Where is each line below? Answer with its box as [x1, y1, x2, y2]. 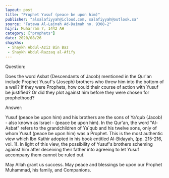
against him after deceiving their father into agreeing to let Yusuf [5, 146, 140, 152]
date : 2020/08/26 [5, 36, 42, 41]
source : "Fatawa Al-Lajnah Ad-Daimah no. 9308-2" [5, 21, 112, 27]
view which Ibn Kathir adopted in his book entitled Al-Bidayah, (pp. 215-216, [5, 136, 162, 142]
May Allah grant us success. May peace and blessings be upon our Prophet [5, 161, 162, 167]
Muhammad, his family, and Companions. [5, 167, 92, 173]
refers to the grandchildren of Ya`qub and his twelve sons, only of [20, 125, 157, 131]
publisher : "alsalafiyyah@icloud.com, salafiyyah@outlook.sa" [5, 17, 139, 22]
